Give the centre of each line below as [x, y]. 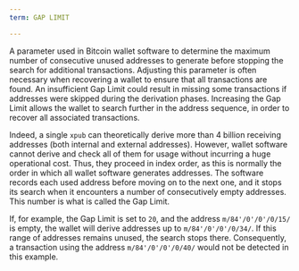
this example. [34, 257]
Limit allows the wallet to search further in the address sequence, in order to [149, 107]
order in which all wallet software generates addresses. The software [137, 173]
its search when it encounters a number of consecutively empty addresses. [148, 191]
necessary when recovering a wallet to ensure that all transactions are [138, 79]
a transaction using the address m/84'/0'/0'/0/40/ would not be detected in [149, 247]
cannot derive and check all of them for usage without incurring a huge [140, 154]
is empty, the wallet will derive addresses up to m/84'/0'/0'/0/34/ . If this [143, 228]
